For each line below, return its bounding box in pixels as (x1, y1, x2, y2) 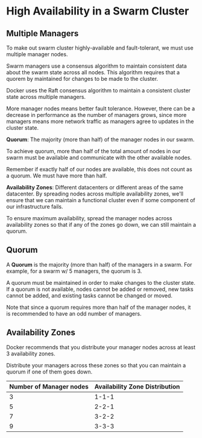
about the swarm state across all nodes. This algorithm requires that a (6, 69, 180, 76)
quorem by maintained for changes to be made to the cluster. (6, 75, 159, 82)
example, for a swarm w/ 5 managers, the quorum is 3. (6, 267, 142, 275)
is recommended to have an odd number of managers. (6, 309, 142, 317)
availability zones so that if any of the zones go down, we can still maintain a (6, 221, 197, 228)
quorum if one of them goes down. (6, 368, 92, 375)
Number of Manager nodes (9, 382, 89, 390)
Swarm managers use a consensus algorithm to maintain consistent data (6, 62, 187, 69)
